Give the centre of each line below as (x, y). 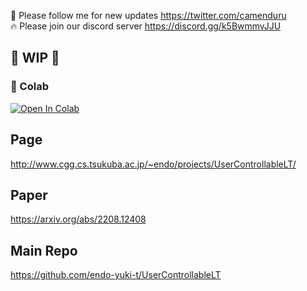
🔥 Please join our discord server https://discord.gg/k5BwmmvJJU (146, 26)
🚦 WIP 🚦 (35, 58)
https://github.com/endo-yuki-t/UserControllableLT (116, 275)
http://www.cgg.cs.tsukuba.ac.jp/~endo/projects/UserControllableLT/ (153, 164)
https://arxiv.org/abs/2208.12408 (78, 219)
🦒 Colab (29, 87)
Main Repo (44, 250)
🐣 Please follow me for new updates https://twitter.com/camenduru (148, 15)
